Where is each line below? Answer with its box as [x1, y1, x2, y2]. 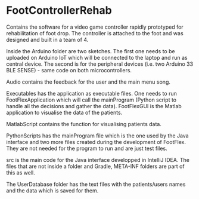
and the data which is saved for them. [6, 186, 99, 194]
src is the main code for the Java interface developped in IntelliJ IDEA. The [6, 156, 189, 163]
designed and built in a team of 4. [6, 36, 89, 43]
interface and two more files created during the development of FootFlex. [6, 138, 186, 145]
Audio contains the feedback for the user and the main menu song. [6, 78, 171, 85]
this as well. [6, 169, 35, 176]
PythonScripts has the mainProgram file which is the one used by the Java [6, 132, 189, 139]
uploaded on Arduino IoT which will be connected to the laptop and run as [6, 54, 188, 61]
